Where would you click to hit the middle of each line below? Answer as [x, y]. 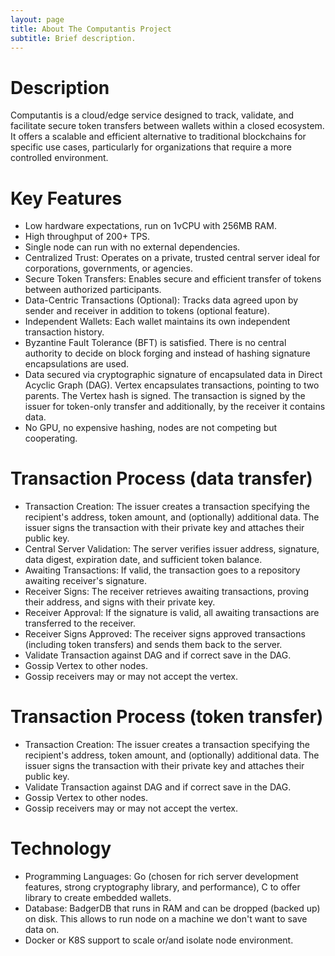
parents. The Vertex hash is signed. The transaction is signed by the [165, 396]
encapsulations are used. [77, 364]
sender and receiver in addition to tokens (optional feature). [147, 311]
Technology [61, 848]
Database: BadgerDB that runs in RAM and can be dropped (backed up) [172, 908]
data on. [42, 930]
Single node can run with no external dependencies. [132, 247]
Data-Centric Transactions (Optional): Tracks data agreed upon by [161, 300]
